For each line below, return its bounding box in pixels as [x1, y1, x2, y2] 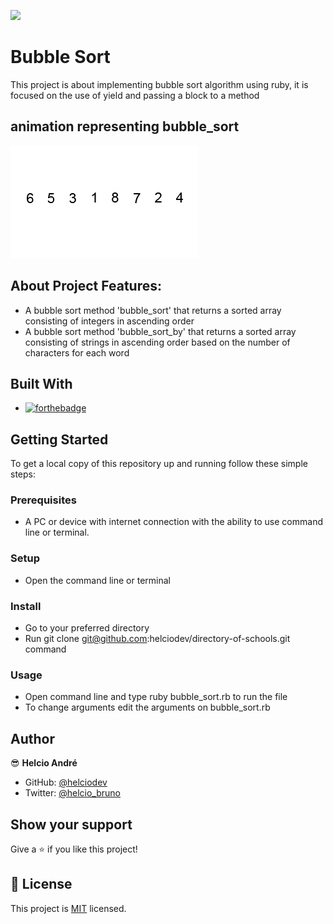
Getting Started [10, 431, 109, 448]
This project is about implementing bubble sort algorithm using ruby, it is [10, 78, 309, 90]
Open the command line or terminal [24, 574, 171, 586]
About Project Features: [10, 278, 162, 295]
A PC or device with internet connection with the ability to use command [24, 516, 323, 528]
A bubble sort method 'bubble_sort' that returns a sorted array [24, 304, 282, 316]
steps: [10, 468, 36, 480]
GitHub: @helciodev [24, 776, 108, 789]
